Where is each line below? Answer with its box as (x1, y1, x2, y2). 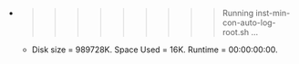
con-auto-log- (222, 17, 276, 28)
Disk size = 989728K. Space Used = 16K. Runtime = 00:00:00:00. (31, 44, 278, 55)
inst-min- (254, 8, 291, 18)
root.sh (222, 27, 250, 37)
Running (222, 8, 254, 18)
